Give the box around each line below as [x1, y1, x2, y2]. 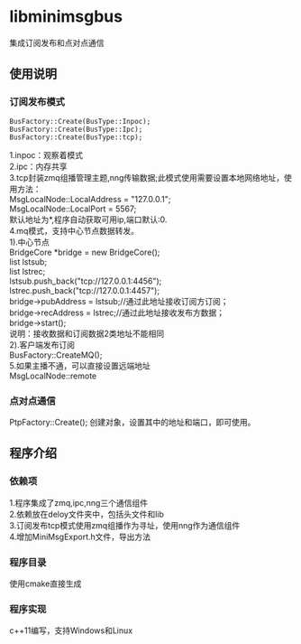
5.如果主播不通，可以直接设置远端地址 [9, 359, 150, 371]
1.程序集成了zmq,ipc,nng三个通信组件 [9, 497, 149, 508]
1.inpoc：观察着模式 [9, 149, 84, 160]
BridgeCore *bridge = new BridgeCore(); [9, 247, 160, 257]
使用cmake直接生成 [9, 578, 82, 589]
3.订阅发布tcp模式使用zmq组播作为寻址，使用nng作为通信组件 [9, 519, 241, 530]
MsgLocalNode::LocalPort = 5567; [9, 203, 137, 214]
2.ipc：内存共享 [9, 161, 68, 172]
